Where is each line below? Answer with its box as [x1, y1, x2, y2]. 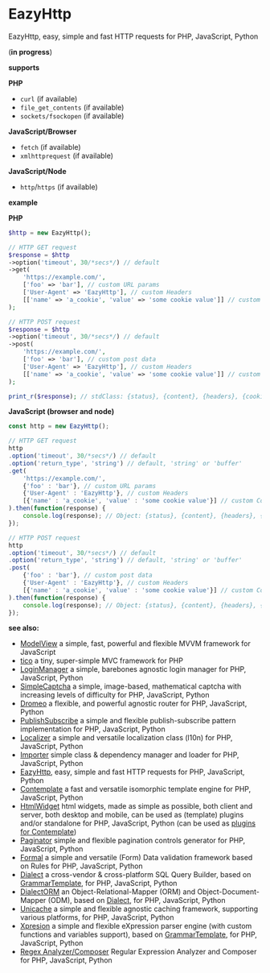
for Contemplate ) [19, 827, 77, 837]
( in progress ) [8, 47, 53, 56]
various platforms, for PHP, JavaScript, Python [19, 913, 174, 922]
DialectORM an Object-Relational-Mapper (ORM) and [19, 887, 196, 896]
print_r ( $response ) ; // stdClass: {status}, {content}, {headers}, [8, 392, 239, 400]
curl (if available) [19, 93, 78, 103]
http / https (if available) [19, 182, 98, 192]
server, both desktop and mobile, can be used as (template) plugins [19, 810, 244, 820]
